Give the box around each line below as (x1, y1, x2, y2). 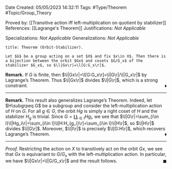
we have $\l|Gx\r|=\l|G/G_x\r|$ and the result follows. (5, 158, 118, 164)
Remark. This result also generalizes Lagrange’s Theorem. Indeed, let (5, 97, 153, 103)
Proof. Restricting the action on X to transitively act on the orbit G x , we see (5, 146, 163, 152)
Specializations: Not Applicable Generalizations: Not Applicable (5, 35, 139, 41)
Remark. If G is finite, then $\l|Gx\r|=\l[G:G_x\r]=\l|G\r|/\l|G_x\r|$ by (5, 71, 147, 78)
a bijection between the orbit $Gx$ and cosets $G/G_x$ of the (5, 58, 143, 63)
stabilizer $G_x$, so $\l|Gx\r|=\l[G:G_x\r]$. (5, 63, 106, 68)
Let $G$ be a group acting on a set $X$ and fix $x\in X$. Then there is (5, 54, 166, 59)
